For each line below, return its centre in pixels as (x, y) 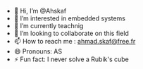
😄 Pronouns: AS (38, 51)
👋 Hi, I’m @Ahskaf (40, 11)
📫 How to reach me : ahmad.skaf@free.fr (75, 41)
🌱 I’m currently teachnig (49, 26)
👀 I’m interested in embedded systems (69, 18)
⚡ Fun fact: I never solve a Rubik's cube (71, 59)
